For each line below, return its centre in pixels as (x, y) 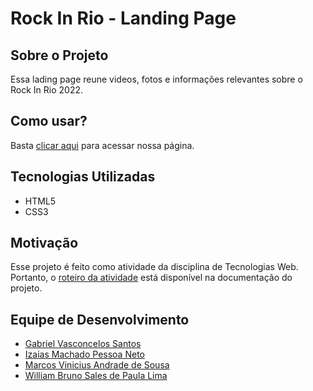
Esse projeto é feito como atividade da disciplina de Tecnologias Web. (154, 267)
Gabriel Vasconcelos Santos (83, 344)
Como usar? (49, 121)
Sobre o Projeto (59, 55)
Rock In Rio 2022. (46, 90)
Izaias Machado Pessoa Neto (84, 354)
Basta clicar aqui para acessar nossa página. (102, 145)
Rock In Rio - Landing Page (123, 18)
